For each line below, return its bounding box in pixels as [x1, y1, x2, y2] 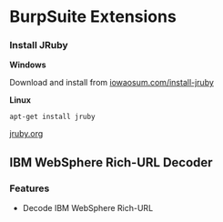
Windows [9, 59, 46, 70]
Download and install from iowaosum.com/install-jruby [9, 77, 214, 88]
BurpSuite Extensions [9, 6, 177, 27]
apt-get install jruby [9, 112, 96, 122]
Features [9, 182, 50, 195]
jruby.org [9, 128, 44, 139]
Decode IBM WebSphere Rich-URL [22, 203, 154, 214]
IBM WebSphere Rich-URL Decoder [9, 155, 213, 170]
